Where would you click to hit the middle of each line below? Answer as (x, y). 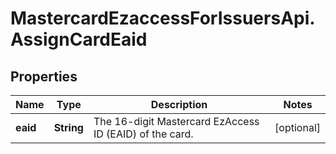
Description (179, 104)
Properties (44, 76)
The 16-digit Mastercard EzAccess (176, 121)
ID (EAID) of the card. (143, 134)
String (68, 127)
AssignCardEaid (79, 39)
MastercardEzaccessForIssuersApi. (163, 18)
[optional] (297, 127)
